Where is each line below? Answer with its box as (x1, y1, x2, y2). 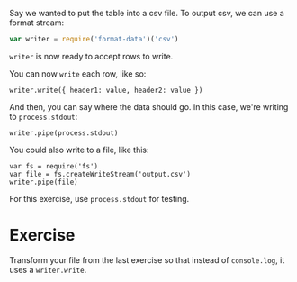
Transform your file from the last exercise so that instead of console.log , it (9, 254, 285, 265)
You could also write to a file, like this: (9, 144, 149, 155)
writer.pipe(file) (9, 177, 78, 186)
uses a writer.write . (9, 264, 87, 275)
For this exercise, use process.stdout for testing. (9, 193, 190, 204)
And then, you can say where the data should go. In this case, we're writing (9, 101, 289, 112)
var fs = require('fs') (9, 161, 99, 170)
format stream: (9, 17, 65, 28)
